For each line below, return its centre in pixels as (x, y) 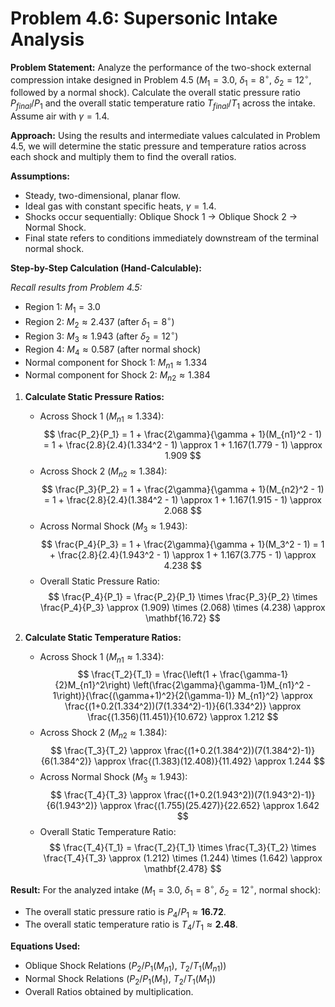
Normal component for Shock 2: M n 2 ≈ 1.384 (117, 376)
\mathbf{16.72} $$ (182, 618)
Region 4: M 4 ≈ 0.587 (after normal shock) (113, 350)
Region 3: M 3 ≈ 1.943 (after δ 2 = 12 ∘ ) (101, 336)
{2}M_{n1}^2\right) (92, 685)
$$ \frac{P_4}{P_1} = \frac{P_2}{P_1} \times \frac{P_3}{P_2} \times (183, 596)
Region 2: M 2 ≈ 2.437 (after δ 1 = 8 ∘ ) (99, 321)
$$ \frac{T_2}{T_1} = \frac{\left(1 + (147, 674)
